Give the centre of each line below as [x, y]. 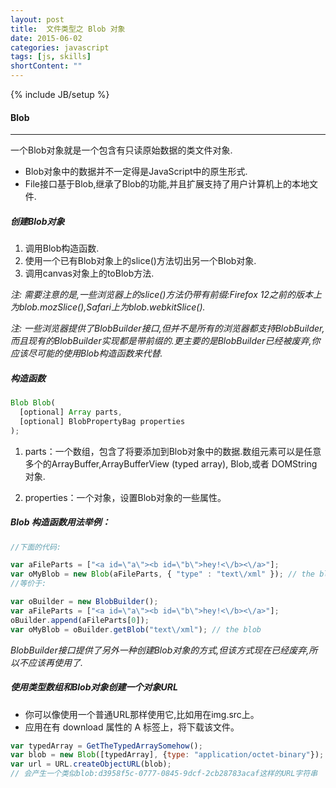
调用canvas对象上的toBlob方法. [89, 273]
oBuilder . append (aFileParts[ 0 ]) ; [80, 620]
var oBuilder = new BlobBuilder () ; [84, 602]
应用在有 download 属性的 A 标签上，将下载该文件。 [132, 727]
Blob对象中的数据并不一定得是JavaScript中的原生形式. [136, 172]
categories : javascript [60, 47]
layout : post [37, 19]
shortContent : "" [46, 66]
